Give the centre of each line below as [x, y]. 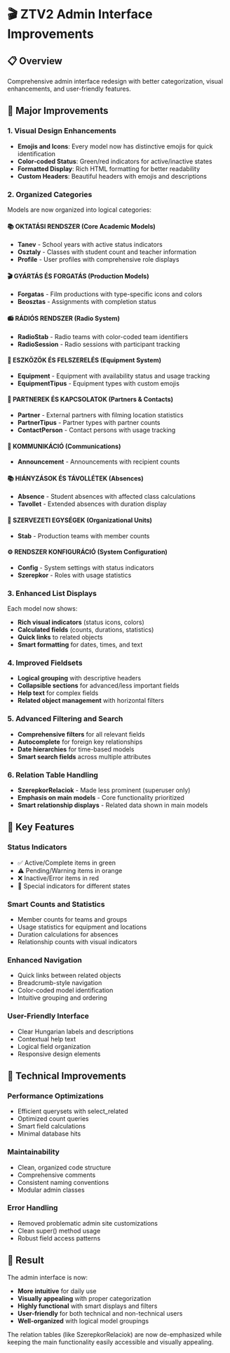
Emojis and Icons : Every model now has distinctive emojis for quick [115, 146]
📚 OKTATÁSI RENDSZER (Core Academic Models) [81, 226]
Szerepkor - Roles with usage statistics [74, 575]
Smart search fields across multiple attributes [84, 756]
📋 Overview [35, 61]
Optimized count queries [53, 1119]
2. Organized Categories [50, 194]
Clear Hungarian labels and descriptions [75, 1031]
